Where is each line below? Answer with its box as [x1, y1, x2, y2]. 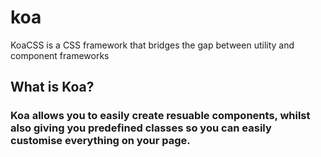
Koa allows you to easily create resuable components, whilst [10, 109, 311, 123]
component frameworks [10, 49, 110, 61]
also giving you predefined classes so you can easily [10, 121, 272, 135]
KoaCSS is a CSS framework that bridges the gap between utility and [10, 39, 295, 51]
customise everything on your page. [10, 134, 191, 148]
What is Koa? [10, 79, 95, 96]
